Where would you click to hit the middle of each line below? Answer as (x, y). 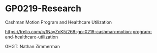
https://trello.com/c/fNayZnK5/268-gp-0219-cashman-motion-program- (79, 31)
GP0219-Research (43, 9)
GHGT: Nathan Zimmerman (32, 46)
